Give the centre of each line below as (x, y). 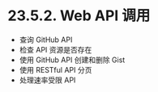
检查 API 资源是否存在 (56, 49)
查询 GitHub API (46, 40)
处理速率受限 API (47, 80)
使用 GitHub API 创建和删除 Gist (72, 60)
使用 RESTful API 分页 (56, 69)
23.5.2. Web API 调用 (79, 16)
